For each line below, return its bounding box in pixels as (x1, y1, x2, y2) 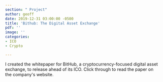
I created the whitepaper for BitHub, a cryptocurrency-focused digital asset (5, 61, 158, 67)
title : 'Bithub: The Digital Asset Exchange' (5, 20, 100, 26)
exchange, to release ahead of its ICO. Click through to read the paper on (5, 66, 154, 72)
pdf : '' (5, 25, 21, 30)
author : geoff (5, 12, 34, 17)
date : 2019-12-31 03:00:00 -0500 (5, 16, 74, 21)
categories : (5, 35, 30, 40)
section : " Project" (5, 7, 48, 12)
